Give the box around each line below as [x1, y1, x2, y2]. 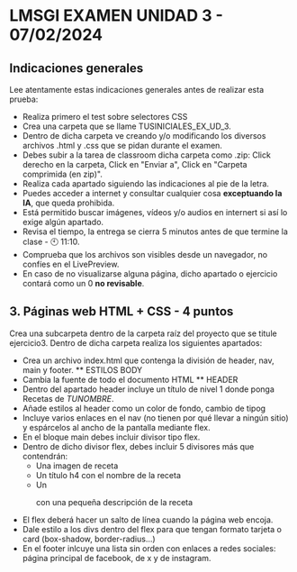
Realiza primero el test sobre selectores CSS [22, 112, 188, 122]
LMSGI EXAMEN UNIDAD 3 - [9, 5, 223, 26]
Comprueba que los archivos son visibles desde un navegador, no [22, 250, 268, 259]
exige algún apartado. [22, 217, 104, 227]
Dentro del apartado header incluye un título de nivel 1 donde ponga [22, 384, 274, 395]
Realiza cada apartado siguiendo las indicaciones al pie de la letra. [22, 178, 270, 189]
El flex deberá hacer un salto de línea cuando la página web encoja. [22, 514, 274, 525]
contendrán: [22, 450, 68, 461]
